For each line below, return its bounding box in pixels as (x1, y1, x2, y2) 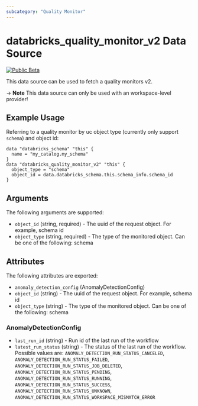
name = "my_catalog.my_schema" (11, 152, 89, 157)
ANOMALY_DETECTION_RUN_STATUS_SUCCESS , (14, 381, 112, 388)
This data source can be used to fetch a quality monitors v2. (6, 78, 152, 85)
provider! (6, 95, 28, 102)
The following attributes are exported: (6, 272, 98, 279)
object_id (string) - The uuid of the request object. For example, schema (14, 290, 192, 297)
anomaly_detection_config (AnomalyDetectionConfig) (14, 283, 145, 291)
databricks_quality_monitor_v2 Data (6, 34, 186, 47)
